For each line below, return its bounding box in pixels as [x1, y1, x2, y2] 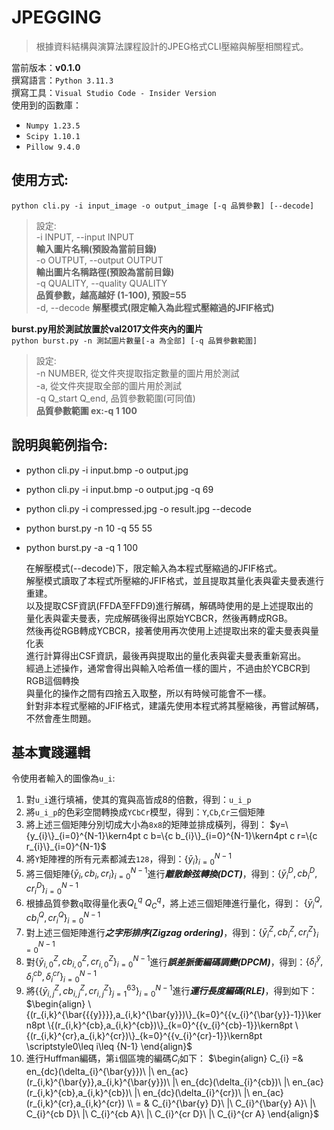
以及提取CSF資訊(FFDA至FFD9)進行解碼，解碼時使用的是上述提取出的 [25, 599, 314, 611]
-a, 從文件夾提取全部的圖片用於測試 [35, 379, 183, 391]
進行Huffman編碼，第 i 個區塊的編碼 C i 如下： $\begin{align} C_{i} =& [25, 1052, 304, 1066]
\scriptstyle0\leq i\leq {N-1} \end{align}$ [25, 1040, 193, 1052]
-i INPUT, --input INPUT [35, 231, 135, 243]
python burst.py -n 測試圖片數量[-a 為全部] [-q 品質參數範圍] [11, 336, 258, 346]
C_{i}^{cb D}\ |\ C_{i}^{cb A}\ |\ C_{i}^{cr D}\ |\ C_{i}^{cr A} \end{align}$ [25, 1107, 320, 1120]
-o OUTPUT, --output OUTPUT [35, 254, 164, 266]
